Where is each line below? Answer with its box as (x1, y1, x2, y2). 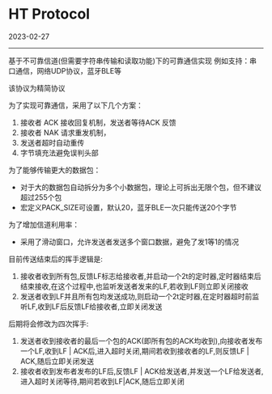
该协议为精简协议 (8, 83, 66, 93)
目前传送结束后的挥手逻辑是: (8, 254, 104, 264)
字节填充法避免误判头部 (19, 147, 99, 158)
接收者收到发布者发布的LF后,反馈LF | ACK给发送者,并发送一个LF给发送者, (19, 366, 264, 376)
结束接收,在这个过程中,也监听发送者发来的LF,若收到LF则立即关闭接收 (19, 281, 249, 291)
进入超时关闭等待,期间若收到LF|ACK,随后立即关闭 (19, 376, 185, 386)
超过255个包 (19, 192, 62, 202)
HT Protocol (8, 5, 91, 23)
